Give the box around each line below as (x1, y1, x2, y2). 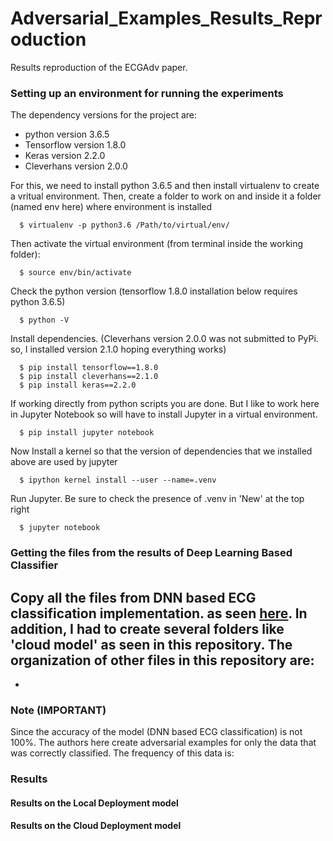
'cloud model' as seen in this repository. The (10, 636, 293, 653)
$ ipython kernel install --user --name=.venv (19, 475, 217, 486)
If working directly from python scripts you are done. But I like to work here (10, 398, 320, 410)
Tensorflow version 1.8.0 (24, 139, 127, 151)
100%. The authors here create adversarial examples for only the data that (10, 737, 317, 749)
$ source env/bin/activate (19, 268, 132, 278)
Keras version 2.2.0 (24, 150, 106, 162)
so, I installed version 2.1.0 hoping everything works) (10, 343, 227, 356)
